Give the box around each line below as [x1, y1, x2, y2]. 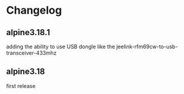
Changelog [6, 4, 62, 17]
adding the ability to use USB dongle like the [6, 43, 115, 50]
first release [6, 82, 36, 89]
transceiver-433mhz [6, 49, 57, 57]
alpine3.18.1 [6, 27, 51, 37]
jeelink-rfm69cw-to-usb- [116, 43, 178, 50]
